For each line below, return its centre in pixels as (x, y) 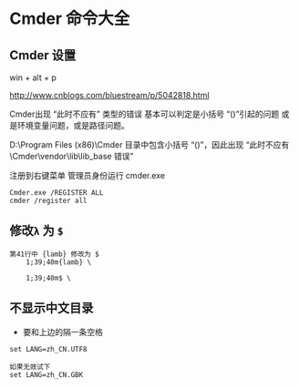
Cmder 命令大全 (70, 19)
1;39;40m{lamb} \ (59, 262)
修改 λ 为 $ (36, 231)
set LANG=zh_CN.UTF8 (49, 349)
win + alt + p (33, 77)
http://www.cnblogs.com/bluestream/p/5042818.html (109, 95)
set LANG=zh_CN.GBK (46, 374)
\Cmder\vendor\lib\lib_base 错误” (72, 156)
